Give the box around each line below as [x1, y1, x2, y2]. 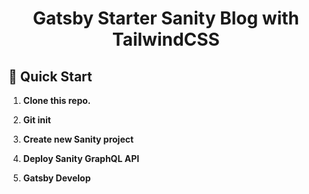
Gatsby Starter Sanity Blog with [32, 7, 300, 30]
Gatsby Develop [22, 172, 91, 184]
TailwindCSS [112, 28, 220, 51]
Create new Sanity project [22, 133, 135, 145]
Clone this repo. [22, 95, 91, 106]
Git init [22, 114, 51, 126]
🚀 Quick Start [8, 68, 93, 85]
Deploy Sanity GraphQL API [22, 153, 140, 164]
